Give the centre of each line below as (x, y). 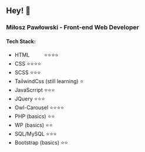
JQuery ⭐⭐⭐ (30, 99)
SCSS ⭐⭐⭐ (28, 72)
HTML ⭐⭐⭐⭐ (36, 55)
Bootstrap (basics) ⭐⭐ (41, 142)
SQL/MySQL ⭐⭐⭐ (36, 134)
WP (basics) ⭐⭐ (34, 125)
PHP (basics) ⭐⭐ (35, 116)
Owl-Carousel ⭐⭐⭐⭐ (39, 107)
